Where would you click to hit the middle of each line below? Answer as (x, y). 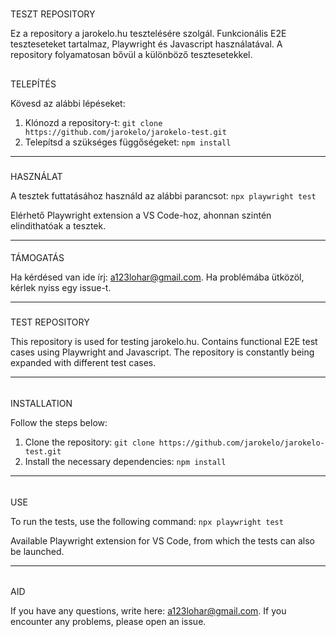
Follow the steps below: (59, 423)
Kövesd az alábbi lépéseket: (68, 103)
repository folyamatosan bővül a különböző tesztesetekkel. (131, 55)
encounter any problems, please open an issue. (108, 622)
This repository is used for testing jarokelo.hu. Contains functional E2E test (164, 342)
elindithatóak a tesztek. (58, 225)
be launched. (37, 551)
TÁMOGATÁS (37, 258)
